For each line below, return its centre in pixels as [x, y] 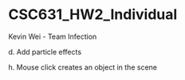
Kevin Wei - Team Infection [53, 36]
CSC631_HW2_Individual [93, 15]
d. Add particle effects [45, 51]
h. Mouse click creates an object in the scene [83, 67]
